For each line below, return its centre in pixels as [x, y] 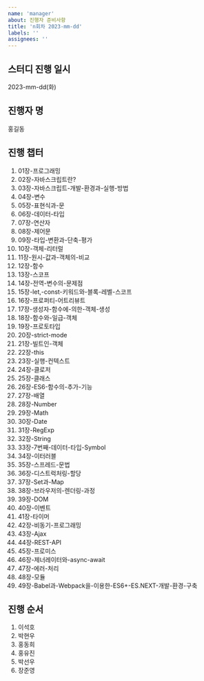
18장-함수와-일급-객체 [48, 317]
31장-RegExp [36, 430]
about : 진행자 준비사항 [37, 20]
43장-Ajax [32, 534]
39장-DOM [33, 499]
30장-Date [32, 421]
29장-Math [33, 413]
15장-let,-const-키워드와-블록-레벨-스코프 [75, 292]
